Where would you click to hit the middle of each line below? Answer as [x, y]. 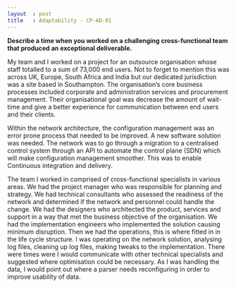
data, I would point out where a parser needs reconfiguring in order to [108, 269]
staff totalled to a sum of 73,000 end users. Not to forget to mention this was [118, 69]
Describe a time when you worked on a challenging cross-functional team [118, 40]
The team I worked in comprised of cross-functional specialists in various [114, 179]
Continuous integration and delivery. [60, 165]
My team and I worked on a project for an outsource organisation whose [112, 61]
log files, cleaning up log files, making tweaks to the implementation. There [116, 246]
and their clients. [32, 114]
